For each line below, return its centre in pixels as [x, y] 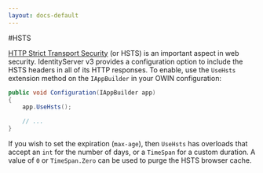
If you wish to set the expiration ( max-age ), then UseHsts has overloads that [128, 144]
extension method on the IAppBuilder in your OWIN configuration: [115, 78]
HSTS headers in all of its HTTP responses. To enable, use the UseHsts [122, 70]
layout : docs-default [44, 15]
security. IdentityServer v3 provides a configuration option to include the [126, 61]
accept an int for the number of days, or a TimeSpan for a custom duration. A [132, 152]
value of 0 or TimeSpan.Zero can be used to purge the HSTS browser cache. [130, 160]
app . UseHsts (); [47, 107]
